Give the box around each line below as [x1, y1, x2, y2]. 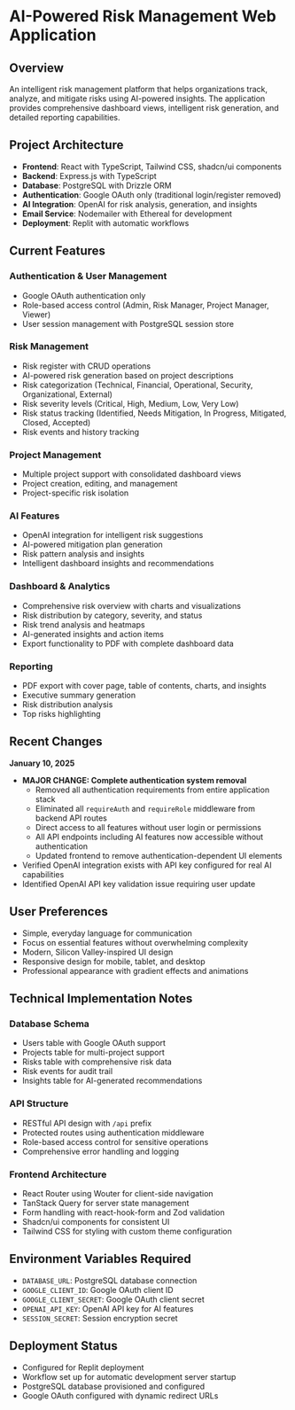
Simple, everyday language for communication [21, 928, 193, 939]
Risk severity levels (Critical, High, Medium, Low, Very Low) [21, 398, 239, 409]
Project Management [9, 448, 102, 461]
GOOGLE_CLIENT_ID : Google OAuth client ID [21, 1284, 175, 1295]
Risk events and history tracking [21, 426, 140, 437]
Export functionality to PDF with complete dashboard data [21, 638, 235, 649]
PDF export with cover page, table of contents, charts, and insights [21, 680, 268, 690]
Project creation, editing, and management [21, 479, 178, 489]
